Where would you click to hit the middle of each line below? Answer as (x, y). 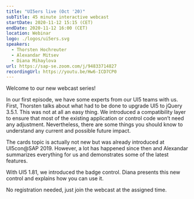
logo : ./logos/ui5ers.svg (38, 39)
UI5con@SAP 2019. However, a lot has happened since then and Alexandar (97, 149)
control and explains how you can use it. (55, 178)
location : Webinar (29, 33)
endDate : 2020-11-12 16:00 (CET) (47, 28)
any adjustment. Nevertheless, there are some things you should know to (95, 124)
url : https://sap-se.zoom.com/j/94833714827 (61, 66)
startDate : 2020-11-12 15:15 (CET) (50, 22)
